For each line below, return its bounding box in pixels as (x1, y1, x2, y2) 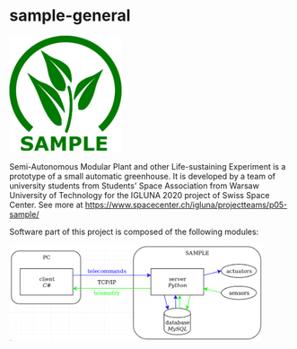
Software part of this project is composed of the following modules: (9, 226, 259, 238)
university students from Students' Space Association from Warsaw (9, 180, 260, 191)
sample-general (9, 5, 131, 26)
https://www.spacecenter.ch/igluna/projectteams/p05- (84, 199, 288, 211)
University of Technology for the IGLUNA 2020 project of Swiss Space (9, 190, 270, 201)
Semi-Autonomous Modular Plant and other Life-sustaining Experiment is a (9, 161, 286, 172)
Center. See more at (9, 199, 83, 211)
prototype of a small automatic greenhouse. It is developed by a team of (9, 171, 276, 182)
